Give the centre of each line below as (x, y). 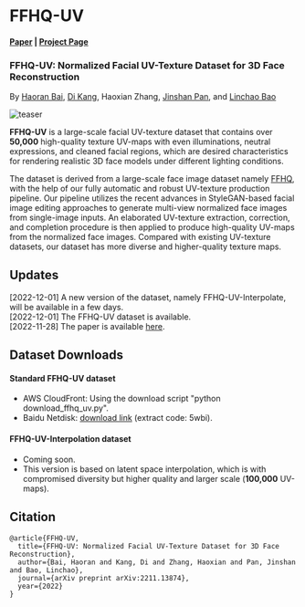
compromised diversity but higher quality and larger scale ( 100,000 (150, 478)
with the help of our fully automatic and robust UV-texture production (140, 189)
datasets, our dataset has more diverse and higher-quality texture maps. (145, 246)
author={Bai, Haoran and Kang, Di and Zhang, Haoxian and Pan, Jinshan (157, 562)
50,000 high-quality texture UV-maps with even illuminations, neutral (140, 141)
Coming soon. (49, 459)
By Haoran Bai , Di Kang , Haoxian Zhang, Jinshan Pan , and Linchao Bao (143, 97)
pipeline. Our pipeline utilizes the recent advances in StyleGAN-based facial (152, 198)
